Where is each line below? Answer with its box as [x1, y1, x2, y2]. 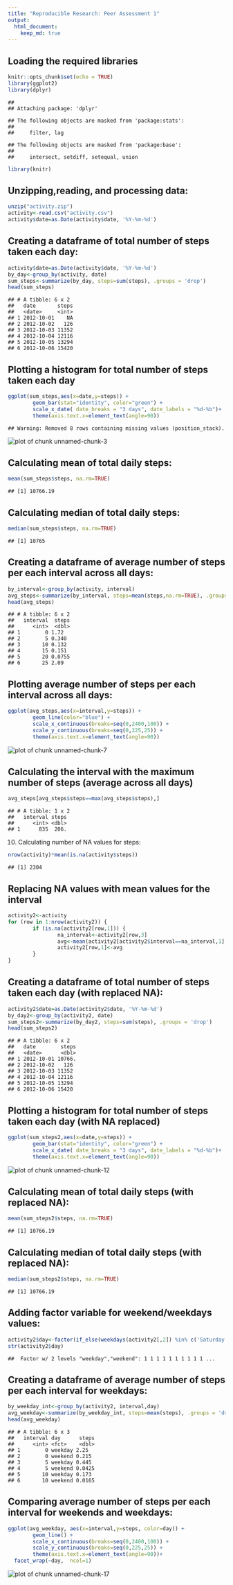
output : [8, 17, 30, 24]
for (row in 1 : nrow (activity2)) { [8, 918, 108, 926]
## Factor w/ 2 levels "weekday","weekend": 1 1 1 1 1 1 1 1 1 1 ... [8, 1355, 216, 1362]
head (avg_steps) [8, 598, 55, 605]
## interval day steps [8, 1435, 95, 1441]
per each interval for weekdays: [8, 1385, 148, 1396]
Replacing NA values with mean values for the [8, 883, 210, 894]
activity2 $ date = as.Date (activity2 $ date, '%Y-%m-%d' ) [8, 1005, 163, 1012]
